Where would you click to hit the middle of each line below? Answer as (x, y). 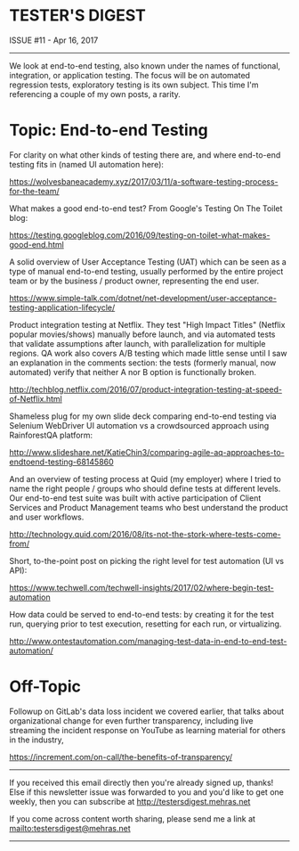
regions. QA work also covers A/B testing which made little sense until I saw (148, 353)
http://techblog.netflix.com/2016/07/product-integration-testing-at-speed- (146, 389)
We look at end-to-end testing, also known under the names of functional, (145, 65)
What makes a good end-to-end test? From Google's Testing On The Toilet (146, 208)
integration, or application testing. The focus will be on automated (130, 75)
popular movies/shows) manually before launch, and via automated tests (142, 334)
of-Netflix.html (36, 398)
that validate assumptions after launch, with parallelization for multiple (137, 343)
